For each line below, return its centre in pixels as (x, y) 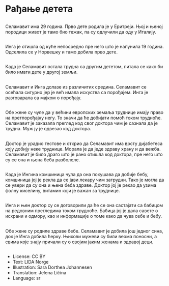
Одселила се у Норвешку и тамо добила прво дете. (62, 52)
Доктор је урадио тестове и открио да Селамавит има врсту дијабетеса (84, 144)
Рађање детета (39, 9)
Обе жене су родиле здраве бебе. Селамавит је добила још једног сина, (84, 231)
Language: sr (26, 278)
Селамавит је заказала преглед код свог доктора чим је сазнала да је (82, 123)
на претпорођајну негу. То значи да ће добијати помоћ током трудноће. (83, 118)
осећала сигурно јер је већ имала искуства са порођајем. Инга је (77, 92)
